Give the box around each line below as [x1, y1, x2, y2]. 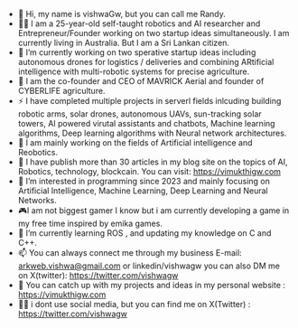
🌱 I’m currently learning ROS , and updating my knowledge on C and [17, 228, 272, 239]
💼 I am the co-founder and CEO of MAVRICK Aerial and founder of [17, 76, 265, 86]
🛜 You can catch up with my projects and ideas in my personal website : [17, 280, 286, 290]
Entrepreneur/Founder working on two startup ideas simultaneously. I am [17, 28, 290, 38]
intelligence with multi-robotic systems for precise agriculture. [17, 66, 250, 77]
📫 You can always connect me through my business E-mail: [17, 248, 242, 258]
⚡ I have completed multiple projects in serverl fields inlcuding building [17, 96, 282, 106]
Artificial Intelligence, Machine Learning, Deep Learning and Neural [17, 185, 268, 196]
